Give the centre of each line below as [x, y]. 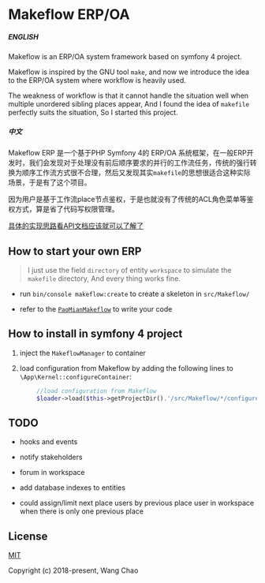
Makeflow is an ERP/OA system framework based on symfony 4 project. [125, 57]
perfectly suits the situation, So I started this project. [93, 113]
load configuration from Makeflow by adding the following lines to [127, 368]
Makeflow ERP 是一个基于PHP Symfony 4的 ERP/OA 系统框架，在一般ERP [127, 153]
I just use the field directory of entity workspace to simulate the [129, 270]
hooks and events [49, 442]
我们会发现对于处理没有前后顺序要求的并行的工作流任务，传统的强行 [139, 163]
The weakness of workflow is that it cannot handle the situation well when [129, 95]
